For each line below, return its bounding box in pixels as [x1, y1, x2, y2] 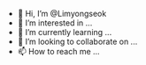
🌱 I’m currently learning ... [17, 27, 112, 37]
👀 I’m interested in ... [17, 18, 93, 28]
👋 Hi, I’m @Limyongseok [17, 9, 107, 18]
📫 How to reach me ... [17, 47, 100, 56]
